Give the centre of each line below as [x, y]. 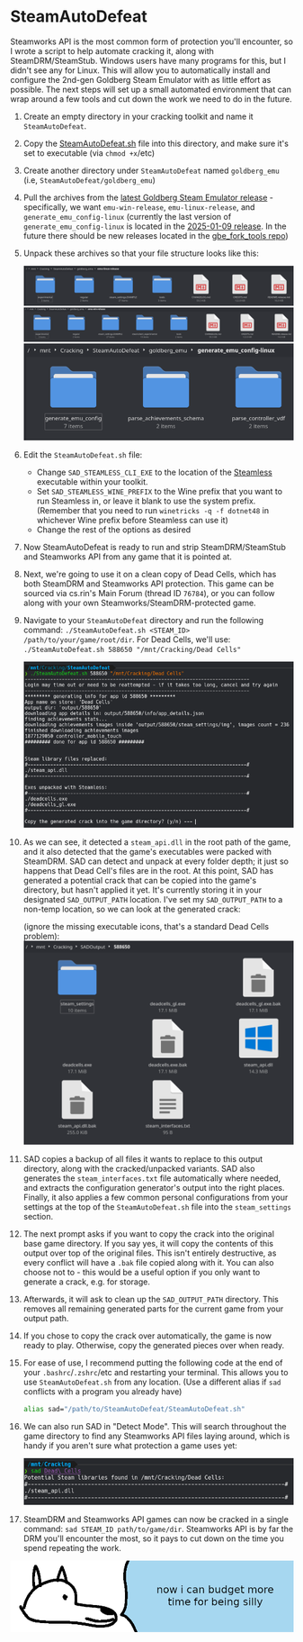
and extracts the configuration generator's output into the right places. [154, 1187]
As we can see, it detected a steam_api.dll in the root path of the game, [157, 842]
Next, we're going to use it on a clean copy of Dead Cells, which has [150, 574]
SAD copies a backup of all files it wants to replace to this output [143, 1158]
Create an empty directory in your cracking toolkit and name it [138, 116]
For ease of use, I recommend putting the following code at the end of [153, 1363]
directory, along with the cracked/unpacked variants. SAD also [139, 1168]
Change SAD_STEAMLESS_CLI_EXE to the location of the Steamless [154, 472]
